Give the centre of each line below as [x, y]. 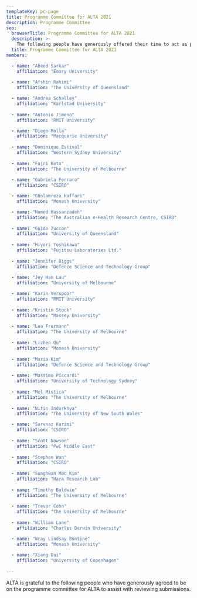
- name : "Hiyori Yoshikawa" [46, 245]
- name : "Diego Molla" [39, 131]
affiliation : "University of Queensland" [68, 234]
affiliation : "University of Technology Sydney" [77, 381]
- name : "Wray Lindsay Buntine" [51, 539]
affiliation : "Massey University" [59, 315]
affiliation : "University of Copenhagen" [68, 561]
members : [17, 55]
